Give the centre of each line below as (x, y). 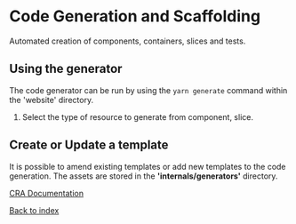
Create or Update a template (89, 145)
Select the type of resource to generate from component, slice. (137, 116)
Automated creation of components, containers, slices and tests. (128, 41)
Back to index (34, 210)
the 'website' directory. (52, 100)
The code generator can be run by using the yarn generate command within (148, 90)
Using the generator (66, 69)
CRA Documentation (47, 193)
